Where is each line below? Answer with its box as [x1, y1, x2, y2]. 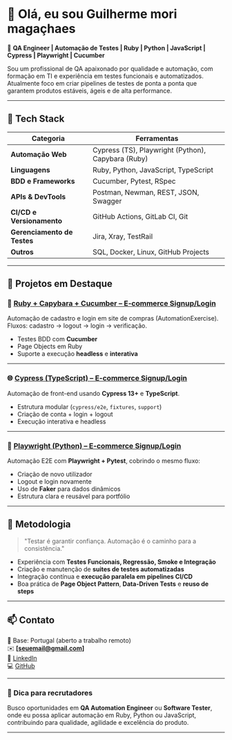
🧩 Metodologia [7, 518, 71, 531]
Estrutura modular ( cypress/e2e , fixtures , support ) [17, 402, 162, 410]
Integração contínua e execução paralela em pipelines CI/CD [17, 572, 193, 580]
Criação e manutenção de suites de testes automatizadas [17, 565, 184, 573]
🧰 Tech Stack [7, 113, 65, 125]
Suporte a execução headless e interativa [17, 350, 138, 358]
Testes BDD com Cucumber [17, 335, 98, 343]
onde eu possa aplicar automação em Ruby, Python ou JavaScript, [7, 711, 197, 719]
